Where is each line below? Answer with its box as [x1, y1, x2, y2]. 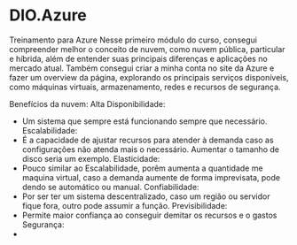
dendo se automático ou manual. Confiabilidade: [21, 181, 199, 192]
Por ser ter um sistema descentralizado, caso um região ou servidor [21, 191, 270, 202]
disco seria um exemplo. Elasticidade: [21, 153, 160, 164]
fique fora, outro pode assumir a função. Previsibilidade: [21, 200, 228, 211]
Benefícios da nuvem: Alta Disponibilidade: [9, 98, 166, 109]
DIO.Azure [9, 5, 87, 26]
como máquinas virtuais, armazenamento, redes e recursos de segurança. [9, 81, 281, 92]
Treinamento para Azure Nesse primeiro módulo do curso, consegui [9, 34, 257, 45]
